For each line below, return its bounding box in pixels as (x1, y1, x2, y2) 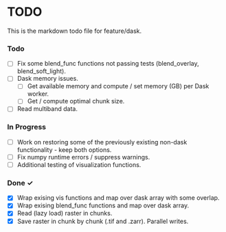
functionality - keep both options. (16, 145, 112, 154)
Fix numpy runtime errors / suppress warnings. (16, 153, 150, 161)
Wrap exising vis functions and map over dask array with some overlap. (16, 194, 220, 202)
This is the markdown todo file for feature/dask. (7, 27, 142, 35)
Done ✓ (7, 178, 34, 188)
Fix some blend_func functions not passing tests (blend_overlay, (16, 60, 199, 68)
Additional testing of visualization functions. (16, 160, 142, 168)
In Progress (7, 123, 47, 132)
